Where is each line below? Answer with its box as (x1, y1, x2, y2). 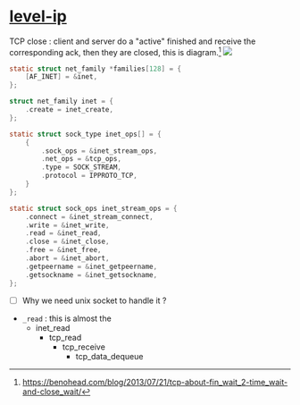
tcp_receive (62, 342, 105, 352)
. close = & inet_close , (25, 237, 110, 247)
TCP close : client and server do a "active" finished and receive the (9, 36, 256, 46)
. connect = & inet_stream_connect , (25, 212, 154, 221)
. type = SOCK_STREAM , (41, 163, 122, 172)
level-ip (9, 6, 67, 27)
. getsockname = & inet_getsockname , (25, 270, 158, 279)
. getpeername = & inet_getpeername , (25, 262, 158, 271)
